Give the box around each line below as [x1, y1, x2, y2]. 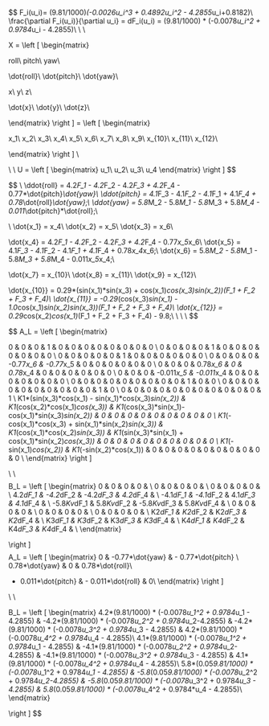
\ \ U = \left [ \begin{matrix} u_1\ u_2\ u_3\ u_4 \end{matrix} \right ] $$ [8, 165, 237, 174]
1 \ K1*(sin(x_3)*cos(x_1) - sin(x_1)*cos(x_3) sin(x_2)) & [8, 394, 186, 403]
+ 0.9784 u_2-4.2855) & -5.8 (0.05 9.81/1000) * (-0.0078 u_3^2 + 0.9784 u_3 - [8, 676, 256, 685]
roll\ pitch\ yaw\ [8, 56, 60, 65]
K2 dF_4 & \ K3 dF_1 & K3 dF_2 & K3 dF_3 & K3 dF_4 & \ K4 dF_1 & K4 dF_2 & [8, 515, 245, 525]
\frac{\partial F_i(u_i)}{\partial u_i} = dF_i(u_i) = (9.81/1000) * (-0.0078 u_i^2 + [8, 16, 261, 26]
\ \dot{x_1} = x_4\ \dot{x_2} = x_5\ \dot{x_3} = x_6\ [8, 222, 173, 231]
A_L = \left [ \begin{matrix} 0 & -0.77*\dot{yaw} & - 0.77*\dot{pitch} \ [8, 552, 239, 562]
